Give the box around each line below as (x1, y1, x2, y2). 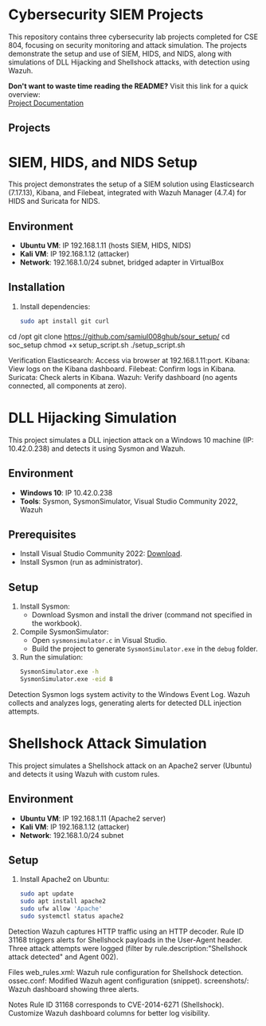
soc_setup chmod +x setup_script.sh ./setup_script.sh (8, 340, 186, 350)
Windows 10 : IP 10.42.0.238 (19, 488, 113, 497)
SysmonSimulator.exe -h (19, 668, 100, 676)
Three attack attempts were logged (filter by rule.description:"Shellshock (8, 943, 248, 953)
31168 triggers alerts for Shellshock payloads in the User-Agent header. (8, 934, 243, 945)
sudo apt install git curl (19, 317, 110, 325)
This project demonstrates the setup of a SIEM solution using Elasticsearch (8, 179, 255, 189)
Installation (8, 280, 65, 294)
